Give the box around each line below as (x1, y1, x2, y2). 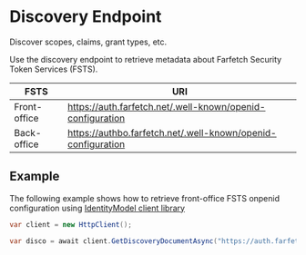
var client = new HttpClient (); (9, 220, 132, 229)
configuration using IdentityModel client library (9, 202, 185, 213)
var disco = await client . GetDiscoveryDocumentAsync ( (9, 236, 219, 246)
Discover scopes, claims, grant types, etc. (9, 36, 168, 47)
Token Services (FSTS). (9, 64, 98, 74)
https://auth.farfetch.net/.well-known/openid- (67, 100, 266, 113)
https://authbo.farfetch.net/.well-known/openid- (67, 126, 277, 139)
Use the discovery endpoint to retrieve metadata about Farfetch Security (9, 54, 282, 64)
